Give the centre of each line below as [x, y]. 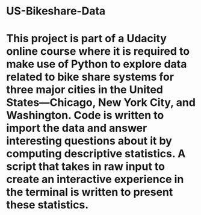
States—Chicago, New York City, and [101, 103]
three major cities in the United [85, 90]
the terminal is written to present [90, 192]
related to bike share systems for [90, 77]
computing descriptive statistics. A [96, 154]
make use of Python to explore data [97, 64]
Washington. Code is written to [85, 115]
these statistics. [48, 205]
